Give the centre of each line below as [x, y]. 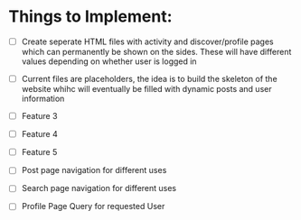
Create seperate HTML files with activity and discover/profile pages [147, 41]
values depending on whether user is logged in [109, 61]
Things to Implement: [90, 17]
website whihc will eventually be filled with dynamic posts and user [146, 89]
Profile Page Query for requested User [93, 206]
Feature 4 [39, 134]
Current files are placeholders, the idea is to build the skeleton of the [149, 79]
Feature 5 [39, 152]
